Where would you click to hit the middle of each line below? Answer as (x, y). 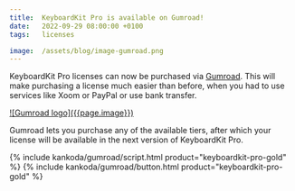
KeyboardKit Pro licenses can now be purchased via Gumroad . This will (143, 77)
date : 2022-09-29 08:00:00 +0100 (76, 26)
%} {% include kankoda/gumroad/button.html (94, 167)
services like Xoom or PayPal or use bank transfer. (103, 95)
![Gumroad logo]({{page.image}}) (71, 113)
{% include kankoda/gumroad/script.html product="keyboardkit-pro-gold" (148, 158)
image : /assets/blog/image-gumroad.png (87, 50)
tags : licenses (42, 34)
